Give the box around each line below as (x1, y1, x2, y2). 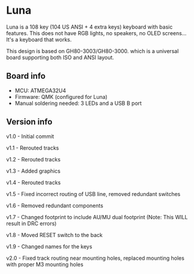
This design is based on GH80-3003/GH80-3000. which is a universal (6, 47, 179, 54)
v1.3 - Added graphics (6, 167, 61, 175)
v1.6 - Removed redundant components (6, 202, 103, 209)
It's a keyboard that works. (6, 36, 72, 43)
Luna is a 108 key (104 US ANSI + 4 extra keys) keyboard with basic (6, 23, 173, 30)
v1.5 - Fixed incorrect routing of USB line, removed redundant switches (6, 190, 181, 197)
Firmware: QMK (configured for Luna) (14, 93, 107, 100)
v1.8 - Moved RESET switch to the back (6, 231, 103, 238)
